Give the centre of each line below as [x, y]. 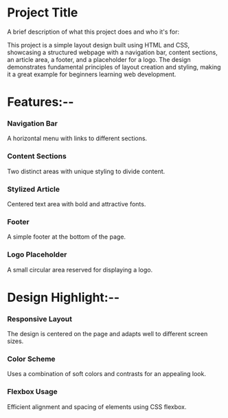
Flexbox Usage [33, 392]
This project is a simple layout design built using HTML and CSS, [99, 45]
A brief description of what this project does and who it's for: [93, 32]
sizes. [15, 341]
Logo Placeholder [37, 254]
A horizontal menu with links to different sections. [77, 138]
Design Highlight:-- [64, 297]
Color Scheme [32, 359]
